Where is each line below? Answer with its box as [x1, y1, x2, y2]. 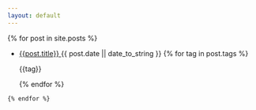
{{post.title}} [18, 48, 60, 58]
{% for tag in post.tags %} [163, 48, 249, 58]
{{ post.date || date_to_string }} [61, 48, 162, 58]
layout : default [7, 11, 61, 20]
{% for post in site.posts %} [7, 33, 98, 43]
